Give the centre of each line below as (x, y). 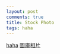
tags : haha (20, 28)
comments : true (25, 17)
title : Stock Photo (30, 22)
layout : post (22, 11)
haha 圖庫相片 (23, 45)
